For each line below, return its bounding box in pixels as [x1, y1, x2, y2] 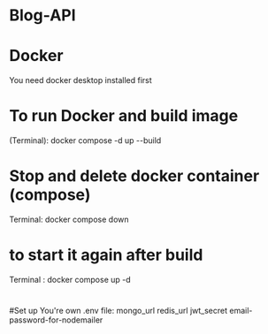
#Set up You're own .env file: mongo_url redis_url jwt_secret [9, 306, 228, 316]
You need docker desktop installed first [9, 75, 152, 86]
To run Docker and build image [9, 106, 239, 126]
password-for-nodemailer [9, 315, 103, 325]
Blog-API [9, 5, 77, 26]
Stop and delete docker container [9, 166, 260, 186]
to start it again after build [9, 245, 203, 265]
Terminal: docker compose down [9, 214, 130, 224]
